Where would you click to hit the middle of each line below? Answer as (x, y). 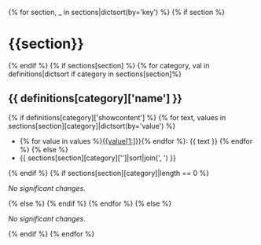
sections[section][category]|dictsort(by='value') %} (92, 126)
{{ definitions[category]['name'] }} (95, 99)
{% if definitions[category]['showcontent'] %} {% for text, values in (117, 117)
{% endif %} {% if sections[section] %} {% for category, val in (109, 65)
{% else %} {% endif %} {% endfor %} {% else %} (90, 203)
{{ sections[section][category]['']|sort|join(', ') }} (98, 158)
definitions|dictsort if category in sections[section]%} (95, 74)
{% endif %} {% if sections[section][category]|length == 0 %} (109, 173)
